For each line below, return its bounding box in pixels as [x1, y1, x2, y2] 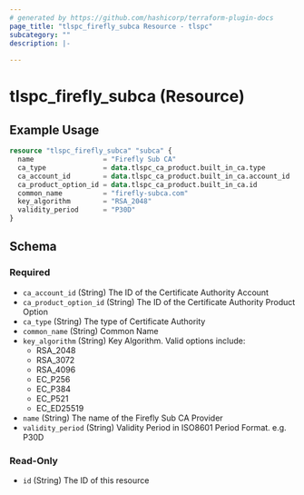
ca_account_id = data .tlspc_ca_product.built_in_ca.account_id [17, 172, 290, 181]
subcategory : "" [9, 30, 71, 39]
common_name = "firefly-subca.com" [17, 188, 189, 198]
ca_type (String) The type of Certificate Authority [22, 315, 206, 327]
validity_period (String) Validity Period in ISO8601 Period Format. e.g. [22, 421, 288, 432]
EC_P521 [35, 392, 70, 404]
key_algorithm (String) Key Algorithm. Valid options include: [22, 335, 246, 346]
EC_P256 [35, 373, 71, 384]
